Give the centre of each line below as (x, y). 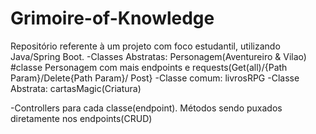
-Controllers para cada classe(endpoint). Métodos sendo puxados (146, 108)
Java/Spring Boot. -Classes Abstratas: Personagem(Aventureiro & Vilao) (158, 56)
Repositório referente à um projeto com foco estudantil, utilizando (145, 46)
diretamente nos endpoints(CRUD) (81, 118)
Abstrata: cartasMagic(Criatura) (76, 88)
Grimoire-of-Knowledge (112, 18)
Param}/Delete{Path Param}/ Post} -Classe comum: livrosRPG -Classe (155, 78)
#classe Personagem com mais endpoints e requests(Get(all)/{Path (149, 67)
